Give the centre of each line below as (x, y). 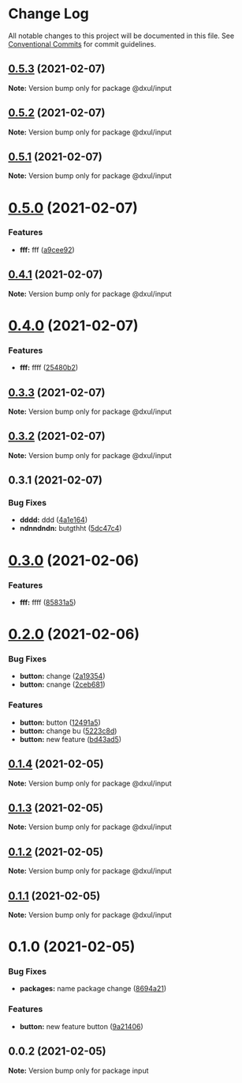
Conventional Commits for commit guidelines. (82, 44)
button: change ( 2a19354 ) (62, 676)
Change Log (48, 14)
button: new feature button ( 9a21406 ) (81, 1026)
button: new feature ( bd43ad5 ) (71, 739)
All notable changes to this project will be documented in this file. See (121, 36)
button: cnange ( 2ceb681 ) (62, 684)
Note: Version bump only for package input (78, 1070)
